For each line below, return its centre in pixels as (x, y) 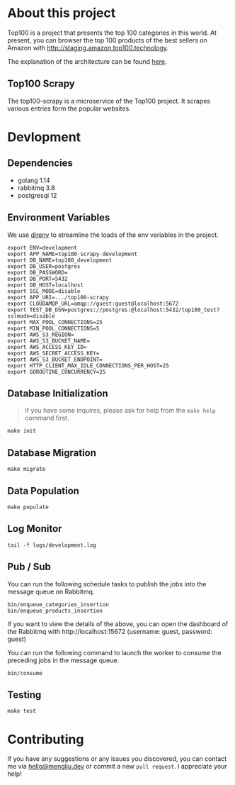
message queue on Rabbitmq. (51, 591)
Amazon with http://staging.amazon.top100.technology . (88, 48)
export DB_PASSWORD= (38, 272)
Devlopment (44, 137)
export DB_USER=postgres (44, 266)
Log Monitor (35, 529)
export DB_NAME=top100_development (60, 260)
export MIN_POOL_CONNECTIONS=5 (53, 328)
